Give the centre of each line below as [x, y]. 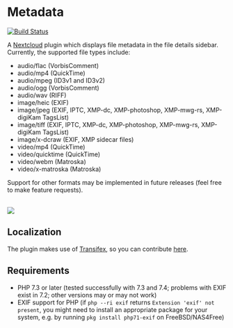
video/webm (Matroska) [52, 161]
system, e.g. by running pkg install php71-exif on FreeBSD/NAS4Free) [121, 317]
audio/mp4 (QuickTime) [51, 73]
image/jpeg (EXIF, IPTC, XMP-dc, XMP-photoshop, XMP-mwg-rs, [111, 110]
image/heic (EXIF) [43, 102]
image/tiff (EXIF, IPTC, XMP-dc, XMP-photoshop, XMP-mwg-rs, [109, 124]
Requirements [38, 271]
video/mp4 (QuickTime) [51, 147]
